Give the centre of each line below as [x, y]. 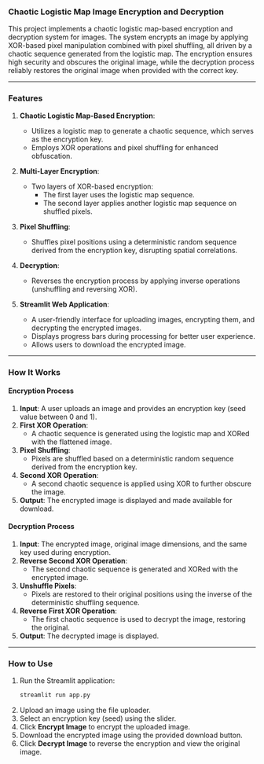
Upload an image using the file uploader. [85, 711]
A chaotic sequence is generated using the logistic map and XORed [140, 433]
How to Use [31, 663]
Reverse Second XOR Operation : [73, 560]
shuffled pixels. [68, 211]
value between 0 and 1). [58, 417]
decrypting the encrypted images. [86, 328]
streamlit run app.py [55, 695]
